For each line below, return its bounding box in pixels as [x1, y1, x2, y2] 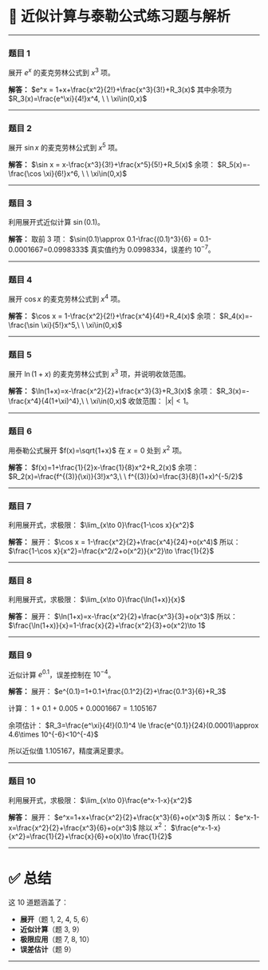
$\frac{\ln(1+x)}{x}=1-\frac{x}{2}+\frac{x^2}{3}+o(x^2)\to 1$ [8, 621, 206, 630]
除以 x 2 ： [138, 821, 169, 832]
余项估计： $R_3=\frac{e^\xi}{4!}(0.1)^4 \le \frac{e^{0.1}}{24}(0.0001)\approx [8, 721, 259, 730]
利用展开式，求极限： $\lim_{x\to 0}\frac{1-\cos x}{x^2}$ [8, 520, 195, 529]
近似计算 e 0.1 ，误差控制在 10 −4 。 [8, 669, 116, 680]
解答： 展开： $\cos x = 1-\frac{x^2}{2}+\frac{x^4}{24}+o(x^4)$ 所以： [8, 537, 241, 546]
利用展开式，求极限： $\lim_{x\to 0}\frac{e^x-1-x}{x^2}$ [8, 795, 193, 804]
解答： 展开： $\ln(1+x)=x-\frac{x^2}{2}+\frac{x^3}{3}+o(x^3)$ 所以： [8, 612, 238, 621]
